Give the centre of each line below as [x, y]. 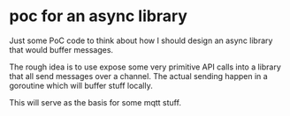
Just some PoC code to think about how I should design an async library [141, 40]
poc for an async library [99, 16]
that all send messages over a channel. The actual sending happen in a [138, 76]
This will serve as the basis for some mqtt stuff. [95, 102]
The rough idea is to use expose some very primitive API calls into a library [145, 67]
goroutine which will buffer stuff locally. [81, 85]
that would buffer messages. [61, 49]
